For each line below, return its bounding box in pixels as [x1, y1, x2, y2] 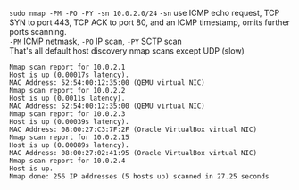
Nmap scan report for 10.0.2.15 [9, 133, 129, 142]
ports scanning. [9, 27, 67, 37]
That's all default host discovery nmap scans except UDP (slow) [9, 45, 245, 56]
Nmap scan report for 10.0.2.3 [9, 110, 126, 119]
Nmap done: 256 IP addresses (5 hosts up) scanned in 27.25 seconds [9, 172, 270, 181]
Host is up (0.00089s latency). [9, 141, 129, 150]
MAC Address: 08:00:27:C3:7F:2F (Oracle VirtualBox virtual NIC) [9, 125, 257, 134]
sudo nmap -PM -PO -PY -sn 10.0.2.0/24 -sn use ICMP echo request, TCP [9, 8, 280, 18]
